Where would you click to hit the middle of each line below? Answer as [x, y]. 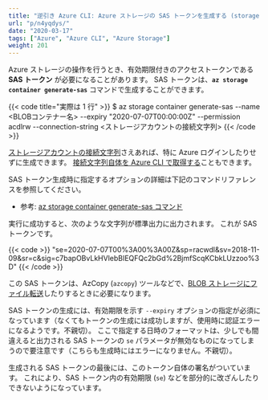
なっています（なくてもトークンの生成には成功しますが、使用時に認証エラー [134, 320]
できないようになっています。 [57, 388]
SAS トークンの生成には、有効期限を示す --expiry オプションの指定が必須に [134, 311]
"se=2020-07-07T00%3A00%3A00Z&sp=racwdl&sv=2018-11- [156, 250]
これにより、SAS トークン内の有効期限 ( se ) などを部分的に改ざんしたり [141, 378]
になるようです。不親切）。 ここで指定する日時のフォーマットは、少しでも [130, 331]
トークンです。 [33, 234]
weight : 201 [28, 46]
